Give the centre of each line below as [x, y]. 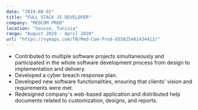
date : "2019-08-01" [30, 12]
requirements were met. [44, 88]
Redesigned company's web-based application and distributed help [98, 94]
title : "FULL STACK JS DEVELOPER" [49, 17]
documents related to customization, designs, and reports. [86, 100]
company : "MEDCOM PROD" [36, 23]
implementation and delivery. [50, 69]
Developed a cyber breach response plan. [66, 75]
